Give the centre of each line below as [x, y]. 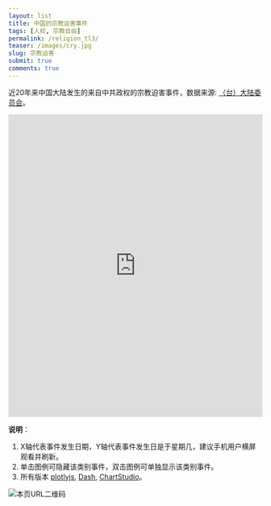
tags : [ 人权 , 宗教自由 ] [45, 31]
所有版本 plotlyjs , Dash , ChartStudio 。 [83, 476]
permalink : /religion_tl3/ [54, 38]
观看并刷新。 [41, 456]
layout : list [30, 16]
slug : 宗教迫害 [31, 53]
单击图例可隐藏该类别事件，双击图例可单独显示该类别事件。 [119, 466]
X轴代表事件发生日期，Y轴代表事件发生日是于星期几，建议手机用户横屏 [138, 446]
